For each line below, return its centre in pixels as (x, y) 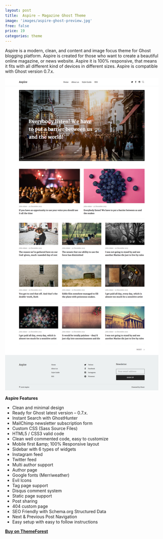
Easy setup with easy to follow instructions (55, 522)
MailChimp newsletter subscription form (52, 423)
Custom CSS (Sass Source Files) (45, 428)
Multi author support (33, 465)
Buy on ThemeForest (27, 531)
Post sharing (25, 501)
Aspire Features (21, 398)
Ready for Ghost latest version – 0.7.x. (50, 412)
